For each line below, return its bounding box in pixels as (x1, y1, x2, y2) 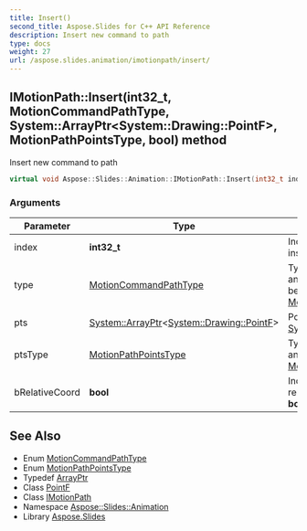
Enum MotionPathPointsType (22, 462, 132, 473)
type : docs (9, 38, 51, 48)
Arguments (9, 196, 61, 208)
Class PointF (22, 482, 70, 493)
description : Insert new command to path (9, 30, 170, 39)
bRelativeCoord (14, 386, 80, 398)
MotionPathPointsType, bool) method (9, 133, 227, 148)
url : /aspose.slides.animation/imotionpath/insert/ (9, 56, 210, 65)
